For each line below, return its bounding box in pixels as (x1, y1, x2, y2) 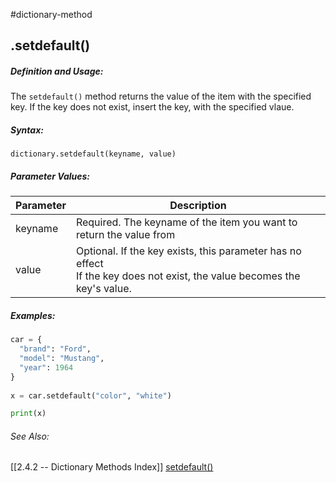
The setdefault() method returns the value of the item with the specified (10, 90, 312, 103)
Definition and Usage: (10, 65, 104, 77)
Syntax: (10, 124, 44, 136)
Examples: (10, 309, 56, 321)
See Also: (10, 430, 50, 442)
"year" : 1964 (19, 362, 74, 373)
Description (169, 199, 227, 213)
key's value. (75, 282, 132, 296)
